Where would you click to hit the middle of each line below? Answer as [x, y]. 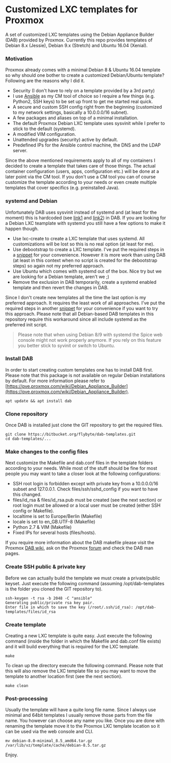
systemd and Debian [31, 201]
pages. [13, 553]
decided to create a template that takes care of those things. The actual [80, 166]
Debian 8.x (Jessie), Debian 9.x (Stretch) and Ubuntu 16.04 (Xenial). [77, 45]
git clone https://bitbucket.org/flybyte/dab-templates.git [71, 435]
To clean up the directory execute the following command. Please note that [84, 666]
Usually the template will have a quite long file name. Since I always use [81, 710]
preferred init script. [26, 324]
